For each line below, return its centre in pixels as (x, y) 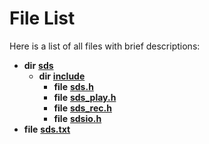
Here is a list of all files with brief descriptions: (105, 46)
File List (42, 18)
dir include (62, 76)
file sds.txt (47, 129)
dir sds (38, 65)
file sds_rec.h (82, 108)
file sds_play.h (85, 97)
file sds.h (73, 86)
